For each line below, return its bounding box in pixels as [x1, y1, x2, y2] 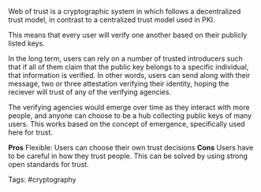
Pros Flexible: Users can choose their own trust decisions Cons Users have [8, 143, 254, 152]
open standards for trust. [8, 160, 89, 168]
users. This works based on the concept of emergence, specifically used [8, 120, 246, 128]
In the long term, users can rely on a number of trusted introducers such [8, 54, 243, 63]
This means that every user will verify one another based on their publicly [8, 31, 248, 39]
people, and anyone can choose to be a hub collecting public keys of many [8, 111, 252, 120]
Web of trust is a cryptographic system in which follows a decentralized [8, 7, 241, 16]
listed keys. [8, 39, 45, 48]
